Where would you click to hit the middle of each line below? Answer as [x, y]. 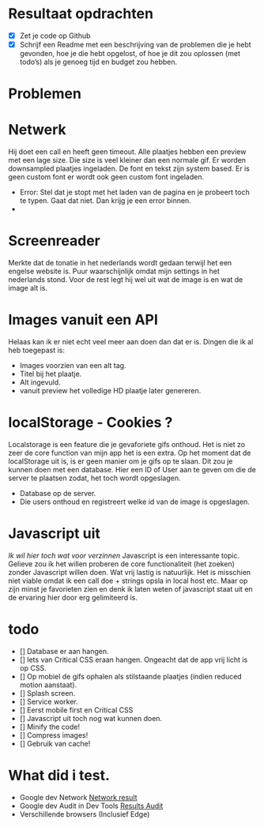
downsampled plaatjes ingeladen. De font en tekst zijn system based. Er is [129, 169]
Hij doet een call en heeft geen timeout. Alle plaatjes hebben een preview [127, 152]
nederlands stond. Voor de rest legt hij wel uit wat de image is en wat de [126, 280]
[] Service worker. [49, 701]
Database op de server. [58, 493]
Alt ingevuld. [40, 382]
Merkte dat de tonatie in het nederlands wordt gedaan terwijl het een [120, 263]
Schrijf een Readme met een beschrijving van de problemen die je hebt [135, 45]
